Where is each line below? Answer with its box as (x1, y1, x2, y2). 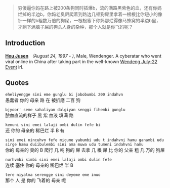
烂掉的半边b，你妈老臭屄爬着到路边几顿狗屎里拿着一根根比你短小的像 (17, 11, 163, 17)
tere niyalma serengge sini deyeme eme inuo (5, 172, 101, 177)
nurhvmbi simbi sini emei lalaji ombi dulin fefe (5, 157, 112, 162)
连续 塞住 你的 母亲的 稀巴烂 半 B (5, 162, 73, 168)
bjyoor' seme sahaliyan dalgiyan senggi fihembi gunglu (5, 107, 125, 112)
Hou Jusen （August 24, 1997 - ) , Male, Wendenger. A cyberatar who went (5, 53, 162, 59)
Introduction (5, 39, 46, 48)
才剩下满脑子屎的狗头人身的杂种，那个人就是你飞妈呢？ (17, 24, 133, 30)
